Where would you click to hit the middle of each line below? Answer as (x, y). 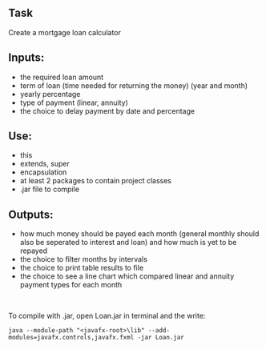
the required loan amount (62, 77)
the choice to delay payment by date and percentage (107, 110)
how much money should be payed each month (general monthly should (139, 234)
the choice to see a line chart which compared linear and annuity (127, 276)
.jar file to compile (50, 189)
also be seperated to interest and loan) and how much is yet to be (128, 243)
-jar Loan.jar (161, 338)
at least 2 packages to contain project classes (96, 181)
